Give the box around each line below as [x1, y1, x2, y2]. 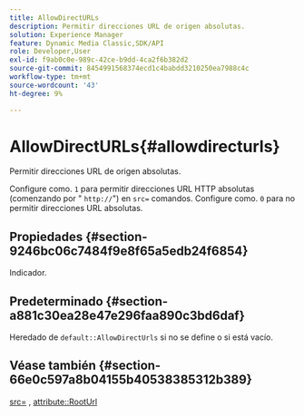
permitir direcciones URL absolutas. [9, 203, 143, 214]
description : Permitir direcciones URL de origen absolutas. [9, 22, 246, 31]
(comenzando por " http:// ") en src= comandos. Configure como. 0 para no [9, 193, 296, 204]
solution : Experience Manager [9, 30, 124, 39]
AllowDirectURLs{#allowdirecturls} [9, 136, 280, 157]
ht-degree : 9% [9, 89, 64, 98]
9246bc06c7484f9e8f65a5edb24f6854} [9, 243, 249, 258]
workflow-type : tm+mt [9, 73, 92, 82]
